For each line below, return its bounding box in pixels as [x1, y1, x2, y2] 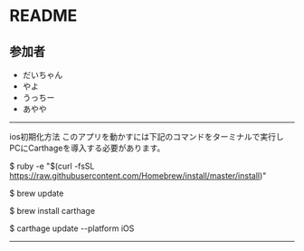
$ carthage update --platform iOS [9, 223, 135, 234]
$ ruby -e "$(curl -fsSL [9, 160, 95, 171]
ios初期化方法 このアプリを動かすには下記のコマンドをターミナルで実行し [9, 131, 285, 141]
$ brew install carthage [9, 206, 96, 216]
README [9, 5, 78, 26]
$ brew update [9, 188, 64, 198]
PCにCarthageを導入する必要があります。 [9, 142, 166, 153]
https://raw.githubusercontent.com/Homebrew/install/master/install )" [9, 170, 267, 181]
